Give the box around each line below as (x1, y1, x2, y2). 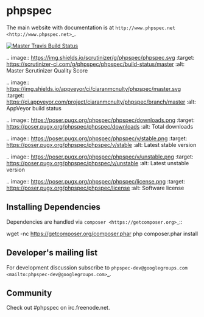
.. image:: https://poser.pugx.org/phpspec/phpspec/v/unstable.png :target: (6, 153, 194, 160)
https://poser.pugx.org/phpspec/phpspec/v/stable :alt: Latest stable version (6, 141, 197, 148)
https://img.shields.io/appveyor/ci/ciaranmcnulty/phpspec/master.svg (6, 85, 181, 92)
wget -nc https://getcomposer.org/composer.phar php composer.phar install (6, 230, 199, 237)
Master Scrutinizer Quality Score (6, 66, 88, 74)
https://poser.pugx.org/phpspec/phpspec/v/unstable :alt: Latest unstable (6, 159, 189, 166)
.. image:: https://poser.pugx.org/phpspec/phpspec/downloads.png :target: (6, 116, 195, 124)
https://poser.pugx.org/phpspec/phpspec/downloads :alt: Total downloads (6, 123, 194, 130)
